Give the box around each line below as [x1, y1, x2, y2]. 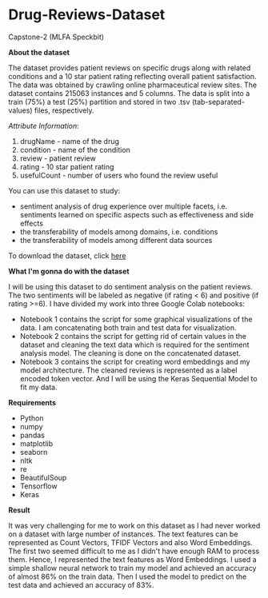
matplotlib [19, 438, 54, 448]
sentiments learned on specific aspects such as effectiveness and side [19, 209, 254, 219]
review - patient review [19, 153, 96, 163]
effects [19, 218, 44, 228]
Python [19, 413, 44, 423]
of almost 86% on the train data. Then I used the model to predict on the [8, 572, 247, 581]
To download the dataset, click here [8, 250, 126, 261]
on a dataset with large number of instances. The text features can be [8, 529, 238, 539]
